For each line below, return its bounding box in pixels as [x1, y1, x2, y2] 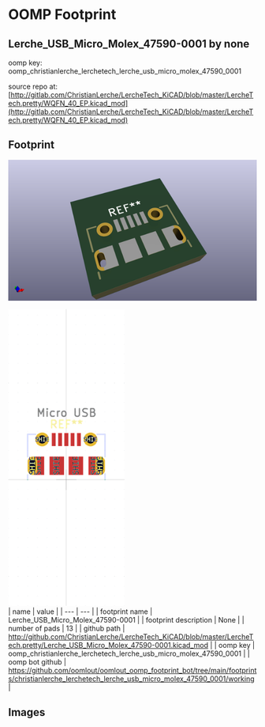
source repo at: [8, 81, 58, 91]
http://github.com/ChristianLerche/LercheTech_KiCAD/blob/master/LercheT [8, 632, 254, 642]
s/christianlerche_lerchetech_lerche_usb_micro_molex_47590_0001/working [8, 674, 255, 683]
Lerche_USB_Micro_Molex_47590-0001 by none [8, 37, 250, 51]
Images [8, 706, 46, 719]
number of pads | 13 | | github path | [8, 623, 125, 634]
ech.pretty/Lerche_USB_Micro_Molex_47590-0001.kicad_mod [8, 641, 209, 650]
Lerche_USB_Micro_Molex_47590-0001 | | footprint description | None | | [8, 615, 244, 625]
